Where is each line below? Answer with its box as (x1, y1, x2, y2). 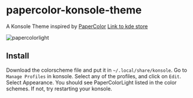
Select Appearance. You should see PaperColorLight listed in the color (6, 79, 177, 86)
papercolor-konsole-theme (6, 3, 142, 17)
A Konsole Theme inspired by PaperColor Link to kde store (6, 23, 148, 30)
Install (6, 51, 29, 61)
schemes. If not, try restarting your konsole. (6, 85, 112, 92)
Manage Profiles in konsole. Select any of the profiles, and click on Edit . (6, 72, 181, 79)
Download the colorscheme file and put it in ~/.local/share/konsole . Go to (6, 66, 187, 73)
